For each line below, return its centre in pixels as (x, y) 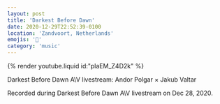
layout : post (26, 14)
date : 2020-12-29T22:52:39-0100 (54, 27)
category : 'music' (34, 46)
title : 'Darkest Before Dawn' (51, 20)
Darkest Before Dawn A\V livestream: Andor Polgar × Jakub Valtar (102, 80)
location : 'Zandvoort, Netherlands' (60, 33)
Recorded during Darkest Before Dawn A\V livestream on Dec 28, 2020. (110, 93)
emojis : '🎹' (24, 40)
